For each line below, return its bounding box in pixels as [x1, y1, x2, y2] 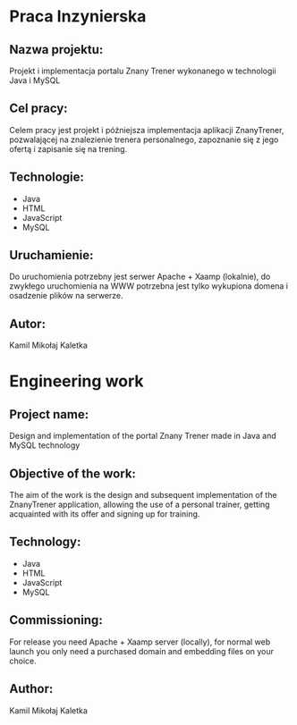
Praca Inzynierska [9, 6, 147, 27]
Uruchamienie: [9, 248, 94, 263]
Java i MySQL [9, 75, 61, 86]
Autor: [9, 316, 47, 332]
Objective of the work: [9, 466, 137, 481]
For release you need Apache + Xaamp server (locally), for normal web [9, 636, 271, 647]
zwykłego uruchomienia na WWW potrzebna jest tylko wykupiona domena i [9, 281, 289, 291]
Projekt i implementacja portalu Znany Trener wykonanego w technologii [9, 65, 276, 76]
